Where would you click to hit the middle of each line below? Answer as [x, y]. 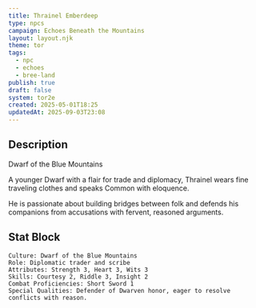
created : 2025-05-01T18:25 [53, 105]
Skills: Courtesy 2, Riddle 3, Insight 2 [78, 277]
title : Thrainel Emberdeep [53, 16]
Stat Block [34, 237]
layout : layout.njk [41, 38]
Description [38, 145]
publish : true [32, 82]
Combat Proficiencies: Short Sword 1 [71, 284]
